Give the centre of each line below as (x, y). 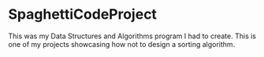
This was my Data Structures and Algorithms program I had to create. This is (132, 36)
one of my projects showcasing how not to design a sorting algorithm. (122, 44)
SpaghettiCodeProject (83, 14)
